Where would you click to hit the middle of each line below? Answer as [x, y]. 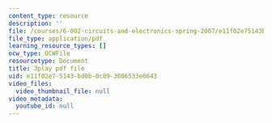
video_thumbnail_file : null [63, 91]
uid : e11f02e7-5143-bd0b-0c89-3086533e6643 [83, 76]
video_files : [30, 83]
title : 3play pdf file [47, 69]
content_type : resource [49, 16]
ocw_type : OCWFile [39, 53]
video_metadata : [36, 99]
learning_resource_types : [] [57, 46]
